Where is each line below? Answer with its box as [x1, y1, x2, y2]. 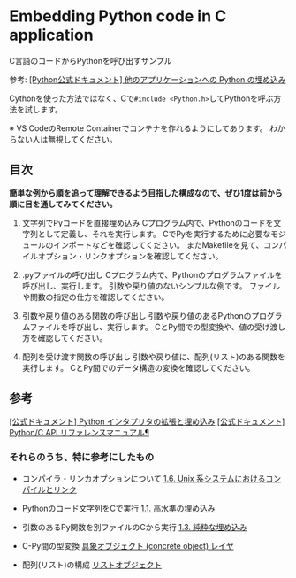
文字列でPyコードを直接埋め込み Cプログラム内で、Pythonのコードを [21, 217, 274, 227]
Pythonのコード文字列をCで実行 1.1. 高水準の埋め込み [21, 503, 216, 513]
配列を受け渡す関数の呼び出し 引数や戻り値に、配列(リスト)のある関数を [21, 351, 285, 362]
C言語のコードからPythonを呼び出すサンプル [9, 55, 172, 66]
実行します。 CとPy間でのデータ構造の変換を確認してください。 [21, 362, 255, 373]
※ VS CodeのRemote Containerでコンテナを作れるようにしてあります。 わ [9, 122, 278, 134]
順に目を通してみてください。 [9, 198, 118, 209]
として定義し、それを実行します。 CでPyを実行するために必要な [37, 228, 271, 239]
